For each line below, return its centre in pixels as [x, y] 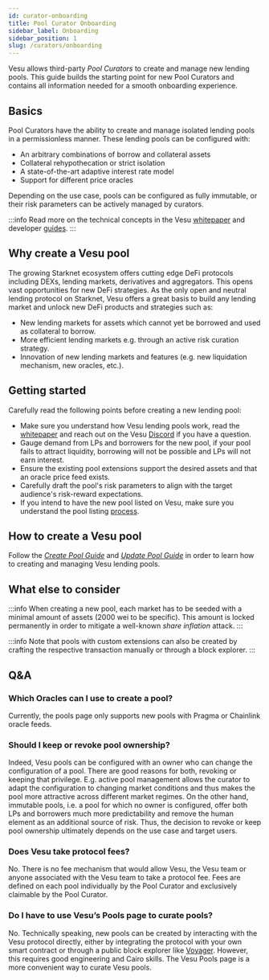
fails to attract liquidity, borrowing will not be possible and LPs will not [135, 451]
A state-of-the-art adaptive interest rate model [97, 171]
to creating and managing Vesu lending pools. [84, 564]
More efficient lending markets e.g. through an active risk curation [129, 339]
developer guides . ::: [42, 228]
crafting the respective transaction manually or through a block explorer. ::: [132, 650]
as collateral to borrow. [58, 331]
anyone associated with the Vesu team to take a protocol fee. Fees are [124, 878]
